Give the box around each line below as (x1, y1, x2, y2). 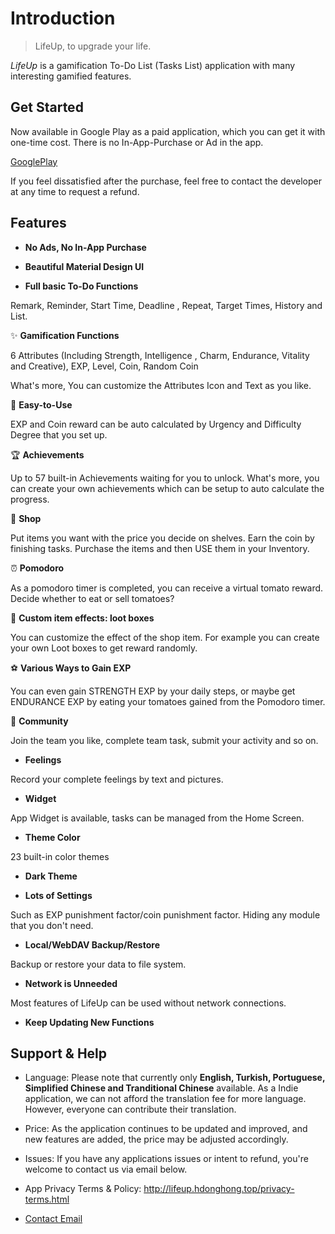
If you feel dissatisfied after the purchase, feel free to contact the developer (10, 175, 322, 187)
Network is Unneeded (24, 977, 118, 989)
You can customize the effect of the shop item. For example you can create (10, 631, 320, 643)
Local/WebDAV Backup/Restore (24, 938, 160, 951)
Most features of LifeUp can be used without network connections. (10, 997, 287, 1009)
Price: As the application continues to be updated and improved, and (24, 1123, 308, 1135)
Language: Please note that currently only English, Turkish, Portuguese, (24, 1072, 326, 1084)
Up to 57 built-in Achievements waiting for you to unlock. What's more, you (10, 472, 320, 484)
